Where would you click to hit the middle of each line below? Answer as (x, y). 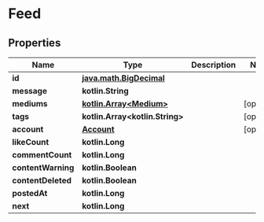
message (29, 91)
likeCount (31, 142)
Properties (35, 43)
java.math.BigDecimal (123, 78)
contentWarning (43, 168)
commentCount (42, 155)
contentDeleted (42, 180)
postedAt (30, 193)
